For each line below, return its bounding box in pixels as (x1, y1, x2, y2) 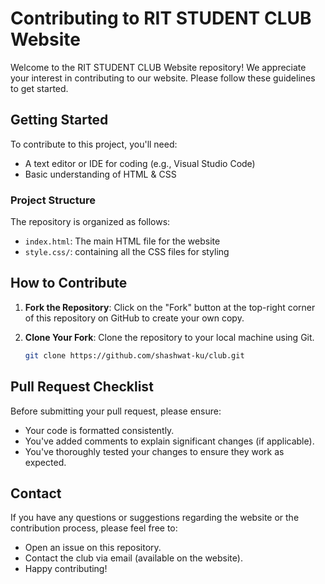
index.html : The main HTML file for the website (24, 235, 221, 247)
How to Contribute (10, 275, 128, 292)
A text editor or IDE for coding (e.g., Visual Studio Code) (24, 157, 256, 169)
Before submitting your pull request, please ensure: (10, 405, 222, 417)
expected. (24, 456, 67, 468)
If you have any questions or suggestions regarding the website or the (10, 512, 300, 524)
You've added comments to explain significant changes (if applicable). (24, 435, 315, 447)
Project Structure (10, 193, 96, 207)
